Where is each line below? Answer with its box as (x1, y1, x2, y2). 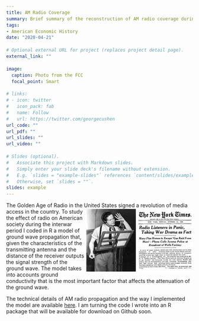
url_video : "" (6, 141, 41, 147)
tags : (6, 22, 20, 28)
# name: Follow (6, 110, 49, 116)
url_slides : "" (6, 135, 44, 141)
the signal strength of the (6, 259, 68, 266)
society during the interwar (6, 221, 72, 228)
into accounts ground (6, 271, 59, 278)
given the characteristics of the (6, 240, 82, 247)
